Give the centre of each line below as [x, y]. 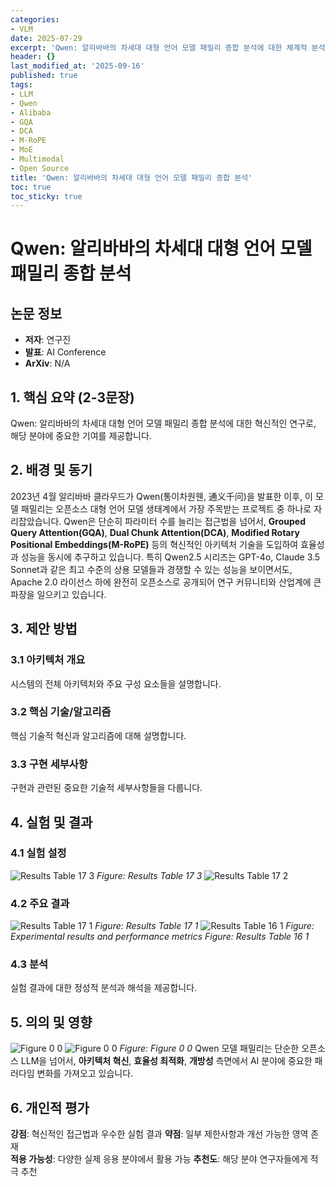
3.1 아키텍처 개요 [48, 660]
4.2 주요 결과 [40, 903]
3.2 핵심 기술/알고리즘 [61, 712]
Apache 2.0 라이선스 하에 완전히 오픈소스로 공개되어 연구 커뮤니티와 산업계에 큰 [166, 582]
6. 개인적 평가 [50, 1107]
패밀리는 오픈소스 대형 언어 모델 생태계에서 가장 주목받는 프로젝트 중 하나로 [166, 508]
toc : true [31, 187]
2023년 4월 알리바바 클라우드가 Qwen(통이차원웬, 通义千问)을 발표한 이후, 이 [161, 496]
